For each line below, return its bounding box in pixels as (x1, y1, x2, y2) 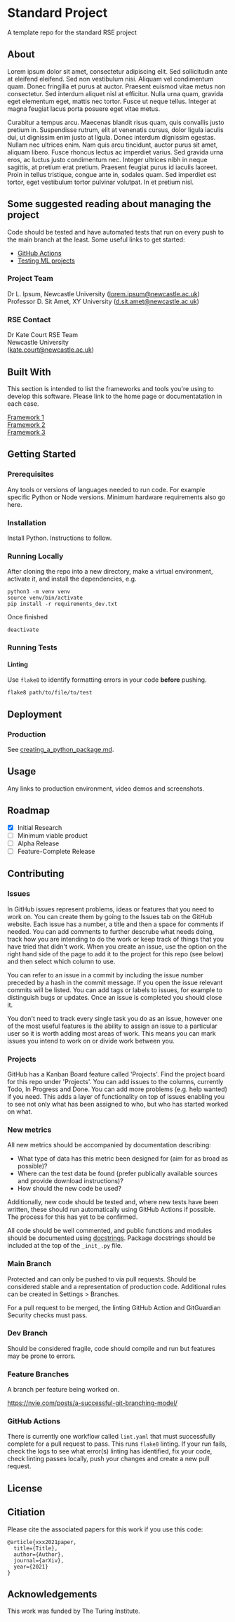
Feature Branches (7, 1369, 69, 1379)
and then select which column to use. (7, 957, 116, 965)
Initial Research (17, 823, 62, 831)
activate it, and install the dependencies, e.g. (7, 574, 137, 583)
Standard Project (7, 5, 108, 21)
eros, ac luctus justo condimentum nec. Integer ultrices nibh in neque (7, 155, 208, 164)
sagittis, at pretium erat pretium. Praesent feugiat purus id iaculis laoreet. (7, 163, 217, 171)
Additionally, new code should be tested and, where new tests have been (7, 1198, 219, 1206)
